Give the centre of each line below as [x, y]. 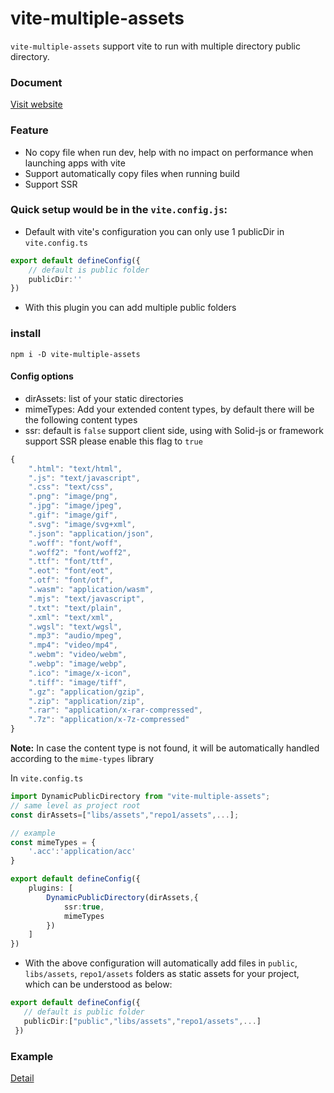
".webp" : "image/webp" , [78, 664]
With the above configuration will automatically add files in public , [161, 963]
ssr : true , [84, 907]
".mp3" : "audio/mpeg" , [75, 636]
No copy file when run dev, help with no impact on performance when [169, 152]
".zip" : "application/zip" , [86, 701]
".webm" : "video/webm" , [78, 655]
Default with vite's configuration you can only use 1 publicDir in [154, 231]
